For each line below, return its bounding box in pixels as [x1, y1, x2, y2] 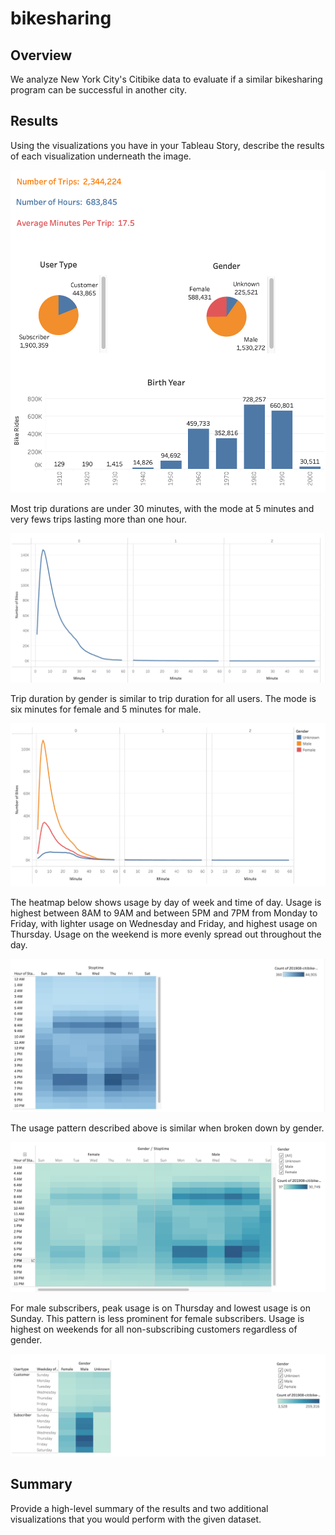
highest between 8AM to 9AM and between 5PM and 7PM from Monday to [10, 907, 318, 919]
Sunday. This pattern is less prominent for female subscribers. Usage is [10, 1312, 305, 1324]
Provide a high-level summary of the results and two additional [10, 1502, 269, 1514]
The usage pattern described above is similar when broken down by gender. [10, 1122, 325, 1134]
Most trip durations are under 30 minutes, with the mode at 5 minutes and [10, 502, 315, 514]
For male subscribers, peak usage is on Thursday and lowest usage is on [10, 1302, 311, 1314]
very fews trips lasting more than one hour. [10, 513, 188, 525]
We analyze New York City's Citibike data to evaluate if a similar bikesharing [10, 73, 323, 85]
